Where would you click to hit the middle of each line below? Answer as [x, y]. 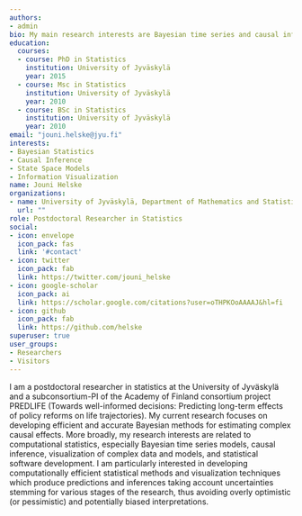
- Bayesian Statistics [52, 151]
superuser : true [40, 336]
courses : [34, 51]
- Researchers [36, 352]
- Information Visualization [64, 177]
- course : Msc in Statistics [72, 85]
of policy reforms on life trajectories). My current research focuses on [138, 415]
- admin [24, 26]
